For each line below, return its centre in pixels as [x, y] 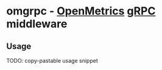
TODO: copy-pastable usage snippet [52, 61]
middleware [37, 24]
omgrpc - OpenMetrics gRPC [81, 11]
